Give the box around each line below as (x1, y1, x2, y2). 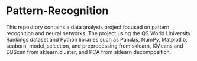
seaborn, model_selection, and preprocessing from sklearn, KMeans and (6, 42, 183, 49)
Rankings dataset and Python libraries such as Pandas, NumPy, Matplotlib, (6, 36, 188, 43)
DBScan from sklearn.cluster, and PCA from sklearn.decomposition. (6, 48, 172, 55)
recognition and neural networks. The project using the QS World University (6, 29, 191, 36)
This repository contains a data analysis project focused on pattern (6, 23, 170, 30)
